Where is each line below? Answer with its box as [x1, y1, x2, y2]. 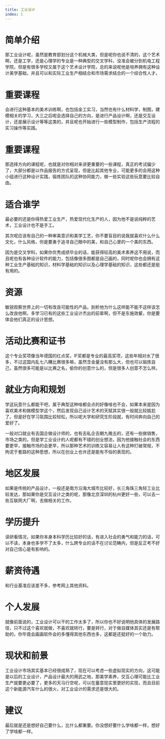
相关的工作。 [48, 498, 74, 503]
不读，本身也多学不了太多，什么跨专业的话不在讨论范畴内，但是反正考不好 [9, 540, 160, 546]
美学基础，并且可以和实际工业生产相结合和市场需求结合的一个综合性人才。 [9, 70, 160, 76]
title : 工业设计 [5, 7, 35, 12]
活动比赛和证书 [5, 336, 66, 347]
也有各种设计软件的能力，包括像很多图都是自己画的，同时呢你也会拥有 [13, 256, 156, 262]
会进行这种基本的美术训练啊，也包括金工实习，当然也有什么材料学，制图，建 [5, 106, 160, 112]
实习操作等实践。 [5, 125, 40, 131]
